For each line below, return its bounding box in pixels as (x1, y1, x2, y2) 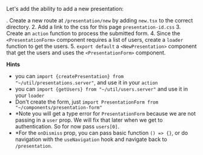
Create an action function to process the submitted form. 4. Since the (6, 30, 181, 37)
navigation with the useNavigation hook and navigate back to (15, 136, 168, 143)
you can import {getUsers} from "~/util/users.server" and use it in (15, 85, 188, 93)
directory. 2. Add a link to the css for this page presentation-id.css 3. (6, 24, 181, 30)
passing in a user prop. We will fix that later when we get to (15, 116, 163, 124)
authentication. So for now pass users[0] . (15, 123, 119, 130)
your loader (15, 92, 45, 99)
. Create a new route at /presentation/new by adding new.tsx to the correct (6, 17, 193, 24)
